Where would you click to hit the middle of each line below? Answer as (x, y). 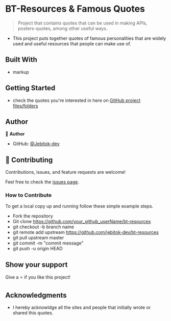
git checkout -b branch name (43, 227)
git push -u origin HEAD (38, 249)
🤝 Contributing (29, 160)
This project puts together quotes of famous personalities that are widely (89, 38)
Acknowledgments (36, 295)
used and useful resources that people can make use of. (72, 43)
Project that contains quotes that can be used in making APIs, (82, 23)
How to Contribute (29, 195)
